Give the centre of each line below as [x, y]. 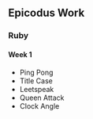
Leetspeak [37, 89]
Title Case [36, 81]
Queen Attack [42, 98]
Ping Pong [36, 72]
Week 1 [20, 54]
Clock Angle [39, 106]
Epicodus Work [46, 13]
